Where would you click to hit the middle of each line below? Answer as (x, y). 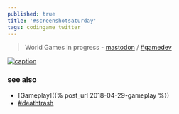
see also (22, 80)
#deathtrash (36, 103)
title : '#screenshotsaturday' (52, 21)
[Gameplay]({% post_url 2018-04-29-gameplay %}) (93, 95)
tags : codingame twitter (44, 27)
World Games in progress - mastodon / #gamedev (98, 48)
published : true (31, 14)
